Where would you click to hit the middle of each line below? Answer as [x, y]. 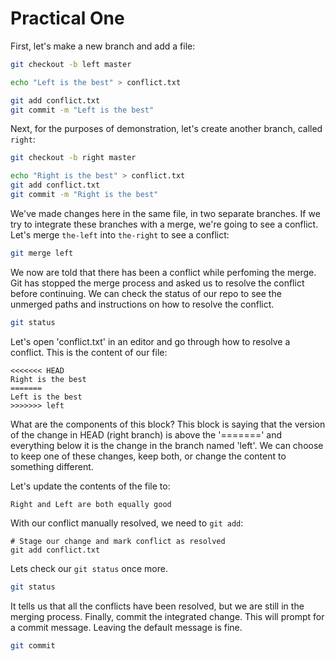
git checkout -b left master [71, 64]
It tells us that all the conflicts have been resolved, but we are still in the [157, 606]
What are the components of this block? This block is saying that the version [168, 424]
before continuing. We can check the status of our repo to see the [146, 293]
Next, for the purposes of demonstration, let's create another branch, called [166, 129]
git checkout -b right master [73, 158]
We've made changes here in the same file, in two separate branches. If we [165, 213]
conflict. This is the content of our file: [89, 352]
